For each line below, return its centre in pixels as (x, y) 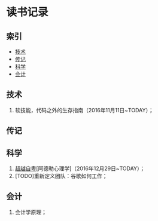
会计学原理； (31, 212)
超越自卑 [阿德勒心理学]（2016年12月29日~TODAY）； (80, 168)
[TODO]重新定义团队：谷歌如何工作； (61, 176)
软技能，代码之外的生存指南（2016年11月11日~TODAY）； (84, 110)
